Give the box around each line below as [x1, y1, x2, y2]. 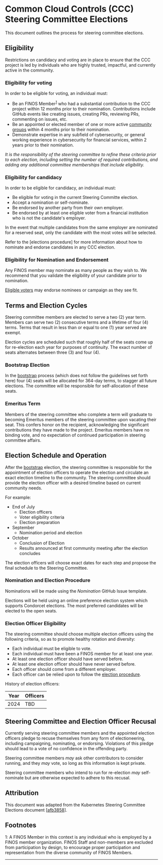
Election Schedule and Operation [5, 451, 107, 460]
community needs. [5, 485, 43, 491]
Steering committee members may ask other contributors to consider [5, 755, 144, 761]
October [12, 535, 29, 541]
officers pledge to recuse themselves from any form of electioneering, [5, 735, 146, 741]
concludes [19, 550, 41, 556]
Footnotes [5, 821, 36, 829]
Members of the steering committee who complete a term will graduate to [5, 411, 153, 417]
